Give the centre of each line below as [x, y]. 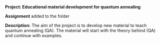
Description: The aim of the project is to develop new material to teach [76, 25]
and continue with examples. [34, 36]
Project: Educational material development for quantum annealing [73, 7]
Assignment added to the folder [37, 16]
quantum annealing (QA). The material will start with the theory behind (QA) [80, 30]
